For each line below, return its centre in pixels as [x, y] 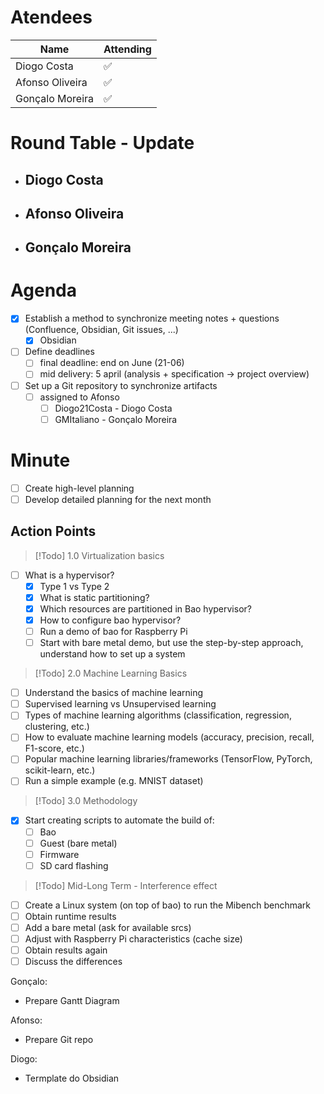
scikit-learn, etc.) [60, 770]
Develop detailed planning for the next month [118, 499]
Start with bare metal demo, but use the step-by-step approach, [171, 643]
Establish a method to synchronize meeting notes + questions [152, 318]
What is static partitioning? [94, 597]
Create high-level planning [79, 488]
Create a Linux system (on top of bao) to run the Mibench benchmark [168, 905]
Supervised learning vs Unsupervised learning [120, 704]
